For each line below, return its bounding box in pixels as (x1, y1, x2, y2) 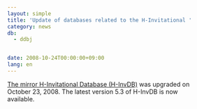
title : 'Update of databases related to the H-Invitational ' (7, 17, 192, 24)
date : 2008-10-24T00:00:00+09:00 (7, 55, 105, 62)
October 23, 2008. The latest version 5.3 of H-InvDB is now (7, 87, 178, 96)
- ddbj (13, 36, 33, 43)
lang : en (7, 61, 33, 68)
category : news (7, 23, 52, 30)
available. (7, 94, 35, 103)
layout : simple (7, 10, 52, 17)
